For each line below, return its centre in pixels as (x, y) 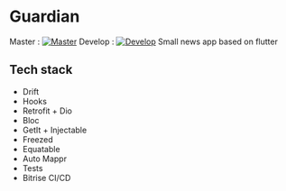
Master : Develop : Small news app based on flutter (143, 41)
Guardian (45, 17)
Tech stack (41, 70)
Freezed (38, 139)
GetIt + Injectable (55, 130)
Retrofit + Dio (47, 111)
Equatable (41, 149)
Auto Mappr (45, 159)
